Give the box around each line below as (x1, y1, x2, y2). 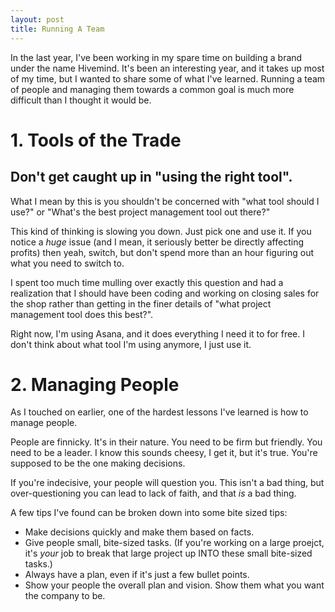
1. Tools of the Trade (10, 129, 182, 151)
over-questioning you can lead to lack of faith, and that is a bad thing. (10, 487, 297, 500)
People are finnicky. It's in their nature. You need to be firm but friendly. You (10, 436, 323, 448)
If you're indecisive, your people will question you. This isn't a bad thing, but (10, 477, 325, 489)
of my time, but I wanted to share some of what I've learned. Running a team (10, 72, 326, 85)
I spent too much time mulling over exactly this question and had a (10, 276, 284, 288)
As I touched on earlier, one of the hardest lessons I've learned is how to (10, 406, 309, 418)
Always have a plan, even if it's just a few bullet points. (24, 569, 250, 581)
